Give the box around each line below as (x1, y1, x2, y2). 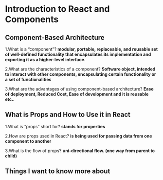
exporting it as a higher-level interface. (5, 57, 86, 62)
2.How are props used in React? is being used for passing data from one (5, 133, 152, 139)
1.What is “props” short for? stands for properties (5, 123, 106, 129)
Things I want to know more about (5, 167, 110, 176)
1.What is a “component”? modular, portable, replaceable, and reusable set (5, 46, 158, 52)
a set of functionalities (5, 77, 52, 82)
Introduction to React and (5, 3, 110, 15)
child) (5, 153, 17, 158)
